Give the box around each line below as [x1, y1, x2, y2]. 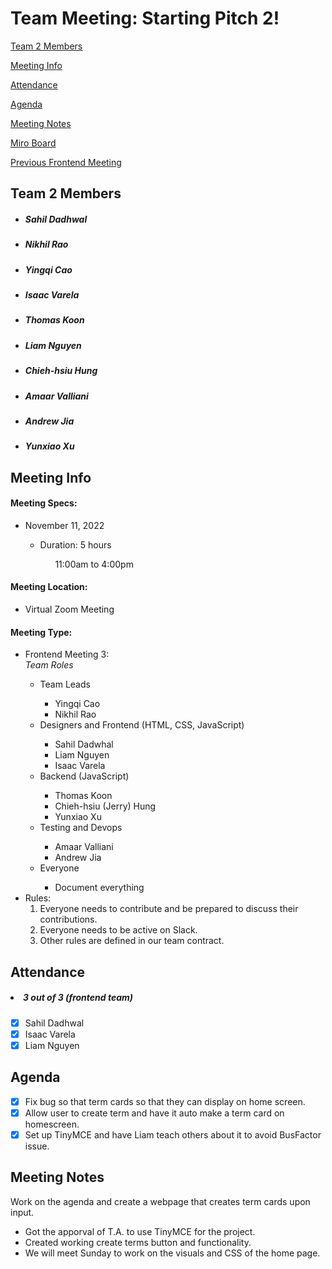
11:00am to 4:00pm [54, 558, 134, 570]
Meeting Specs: [10, 497, 78, 509]
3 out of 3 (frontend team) [23, 992, 134, 1004]
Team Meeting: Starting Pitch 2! [10, 7, 280, 30]
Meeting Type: [10, 626, 73, 638]
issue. [24, 1140, 50, 1152]
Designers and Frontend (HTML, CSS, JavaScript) [39, 719, 245, 731]
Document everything [54, 882, 145, 894]
